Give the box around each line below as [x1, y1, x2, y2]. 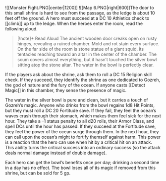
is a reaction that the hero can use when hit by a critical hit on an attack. [5, 139, 153, 145]
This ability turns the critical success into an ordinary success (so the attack [5, 145, 161, 150]
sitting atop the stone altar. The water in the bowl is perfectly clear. [17, 62, 154, 68]
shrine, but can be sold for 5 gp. [5, 170, 71, 176]
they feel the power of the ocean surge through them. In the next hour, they [5, 129, 159, 134]
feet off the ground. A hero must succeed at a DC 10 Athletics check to [5, 15, 150, 21]
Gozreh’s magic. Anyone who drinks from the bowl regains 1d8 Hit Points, [5, 102, 155, 108]
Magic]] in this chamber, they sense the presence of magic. [5, 88, 127, 93]
